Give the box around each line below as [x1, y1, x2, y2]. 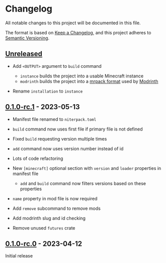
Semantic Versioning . [5, 35, 49, 41]
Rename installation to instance [12, 88, 83, 94]
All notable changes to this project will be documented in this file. [5, 20, 141, 26]
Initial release [5, 253, 33, 259]
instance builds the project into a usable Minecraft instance [20, 73, 144, 79]
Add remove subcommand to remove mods [12, 205, 101, 211]
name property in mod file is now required [12, 195, 97, 201]
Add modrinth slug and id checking [12, 215, 86, 221]
